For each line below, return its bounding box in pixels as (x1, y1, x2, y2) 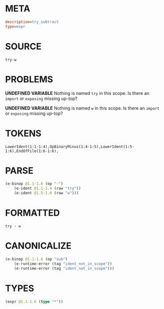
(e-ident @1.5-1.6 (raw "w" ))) (14, 191, 79, 196)
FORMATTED (5, 207, 60, 219)
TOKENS (5, 128, 42, 139)
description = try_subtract (5, 19, 59, 24)
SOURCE (5, 41, 42, 52)
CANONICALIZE (5, 240, 72, 251)
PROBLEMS (5, 74, 53, 85)
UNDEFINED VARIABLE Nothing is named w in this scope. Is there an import (5, 105, 160, 111)
